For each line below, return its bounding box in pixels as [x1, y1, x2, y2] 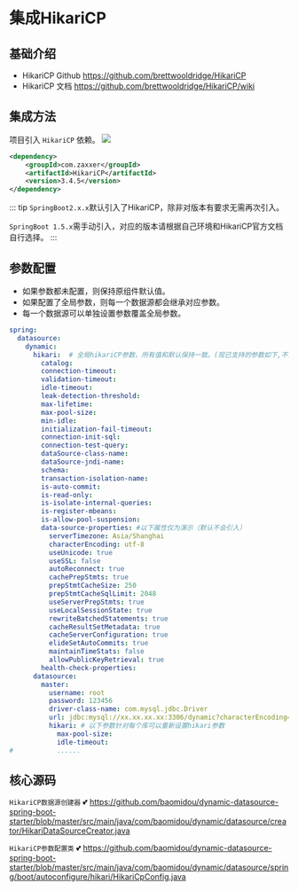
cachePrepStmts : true [48, 573, 129, 582]
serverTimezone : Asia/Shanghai [48, 531, 165, 541]
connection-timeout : [41, 367, 117, 376]
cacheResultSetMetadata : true [48, 622, 161, 631]
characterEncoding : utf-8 [48, 540, 145, 549]
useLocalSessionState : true [48, 606, 153, 614]
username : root [48, 688, 105, 697]
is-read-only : [41, 490, 93, 499]
